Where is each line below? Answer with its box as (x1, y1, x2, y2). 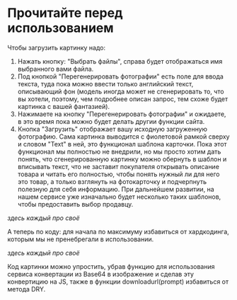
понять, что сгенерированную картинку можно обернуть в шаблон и (17, 154, 227, 163)
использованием (7, 20, 115, 36)
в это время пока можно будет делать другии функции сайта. (17, 117, 205, 125)
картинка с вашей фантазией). (17, 102, 110, 110)
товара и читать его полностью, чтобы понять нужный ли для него (17, 170, 220, 178)
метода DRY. (7, 284, 46, 293)
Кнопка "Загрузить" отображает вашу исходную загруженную (17, 125, 207, 133)
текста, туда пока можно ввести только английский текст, (17, 79, 194, 88)
